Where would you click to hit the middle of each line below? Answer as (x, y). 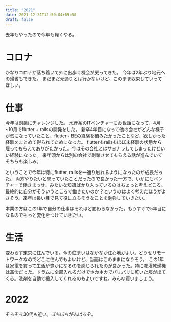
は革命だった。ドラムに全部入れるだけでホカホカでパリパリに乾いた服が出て (86, 272)
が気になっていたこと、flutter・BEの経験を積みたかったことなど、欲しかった (86, 136)
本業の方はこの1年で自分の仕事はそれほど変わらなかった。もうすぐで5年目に (86, 209)
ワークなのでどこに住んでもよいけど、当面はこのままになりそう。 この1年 (87, 260)
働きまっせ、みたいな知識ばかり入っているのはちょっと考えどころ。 (94, 185)
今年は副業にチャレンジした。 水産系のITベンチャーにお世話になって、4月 (83, 123)
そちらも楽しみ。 (23, 161)
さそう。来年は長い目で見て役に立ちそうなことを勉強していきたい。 (77, 198)
